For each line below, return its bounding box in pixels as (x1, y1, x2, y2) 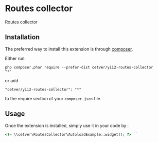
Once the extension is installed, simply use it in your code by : (5, 123, 129, 128)
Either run (5, 55, 25, 61)
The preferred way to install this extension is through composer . (5, 46, 133, 52)
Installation (5, 33, 40, 41)
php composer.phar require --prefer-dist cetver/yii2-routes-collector (5, 65, 153, 70)
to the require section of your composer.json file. (5, 95, 102, 101)
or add (5, 77, 18, 83)
